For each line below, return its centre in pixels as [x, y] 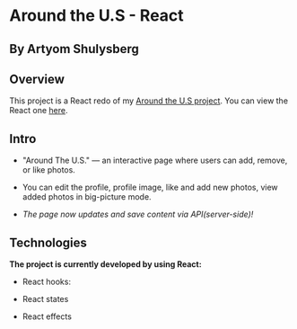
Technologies [48, 242]
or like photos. [49, 170]
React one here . [39, 111]
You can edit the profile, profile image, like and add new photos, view [150, 187]
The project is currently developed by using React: [105, 264]
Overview [37, 79]
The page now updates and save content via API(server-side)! [138, 214]
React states [45, 299]
